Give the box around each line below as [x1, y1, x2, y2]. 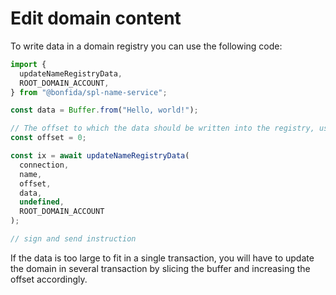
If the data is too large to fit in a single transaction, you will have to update [10, 252, 315, 264]
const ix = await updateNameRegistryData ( [10, 151, 190, 161]
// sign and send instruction [10, 234, 137, 244]
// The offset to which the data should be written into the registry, [10, 123, 315, 134]
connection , [19, 160, 70, 170]
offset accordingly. [10, 273, 88, 285]
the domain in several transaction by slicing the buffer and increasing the [10, 262, 311, 274]
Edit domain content [10, 7, 182, 30]
